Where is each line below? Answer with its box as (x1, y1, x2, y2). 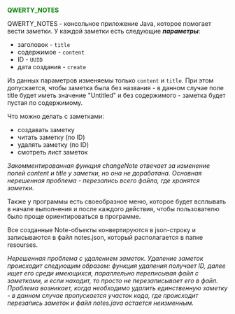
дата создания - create (17, 63, 86, 71)
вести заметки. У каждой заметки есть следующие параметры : (7, 27, 201, 35)
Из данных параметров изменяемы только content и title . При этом (7, 76, 214, 85)
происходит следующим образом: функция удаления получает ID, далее (7, 262, 226, 270)
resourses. (7, 241, 38, 249)
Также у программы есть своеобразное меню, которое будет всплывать (7, 197, 227, 206)
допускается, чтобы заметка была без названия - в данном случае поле (7, 84, 224, 92)
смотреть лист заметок (17, 148, 88, 156)
